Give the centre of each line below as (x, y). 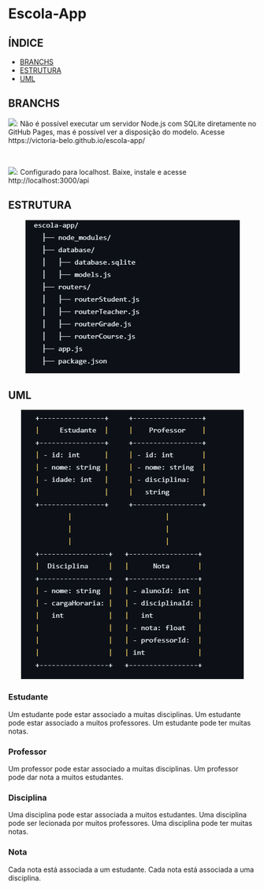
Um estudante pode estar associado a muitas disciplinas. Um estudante (125, 714)
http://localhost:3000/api (48, 180)
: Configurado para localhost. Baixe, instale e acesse (101, 172)
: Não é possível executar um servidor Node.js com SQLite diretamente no (136, 123)
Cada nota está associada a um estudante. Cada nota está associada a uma (131, 869)
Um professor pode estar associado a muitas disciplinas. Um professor (123, 769)
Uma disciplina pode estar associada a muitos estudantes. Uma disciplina (127, 815)
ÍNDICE (26, 43)
